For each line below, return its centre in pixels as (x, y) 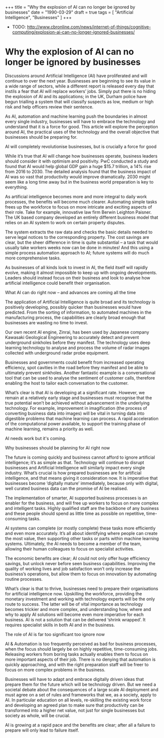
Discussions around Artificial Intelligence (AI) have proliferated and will (76, 76)
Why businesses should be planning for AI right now (58, 448)
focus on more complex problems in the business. (55, 670)
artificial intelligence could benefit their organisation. (58, 283)
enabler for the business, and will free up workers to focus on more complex (82, 503)
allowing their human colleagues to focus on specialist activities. (70, 548)
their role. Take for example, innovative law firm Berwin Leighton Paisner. (78, 212)
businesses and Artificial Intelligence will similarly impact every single (75, 467)
